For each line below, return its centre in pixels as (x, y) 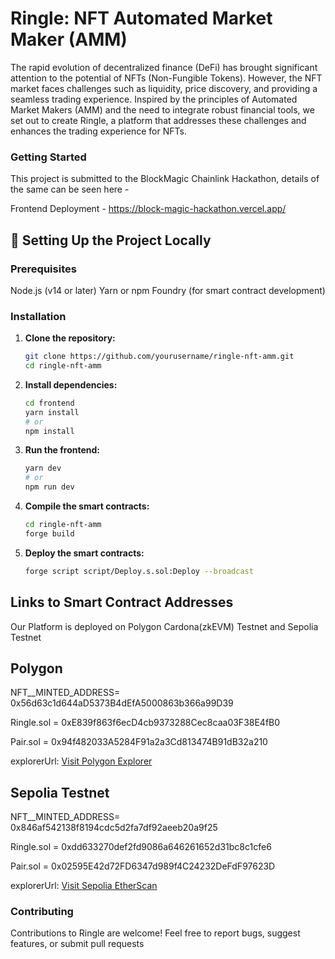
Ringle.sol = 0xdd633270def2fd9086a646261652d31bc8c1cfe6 (141, 847)
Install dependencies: (71, 384)
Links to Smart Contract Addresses (122, 602)
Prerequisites (43, 269)
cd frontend (49, 403)
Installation (38, 316)
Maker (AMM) (69, 39)
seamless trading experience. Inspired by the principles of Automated (154, 99)
